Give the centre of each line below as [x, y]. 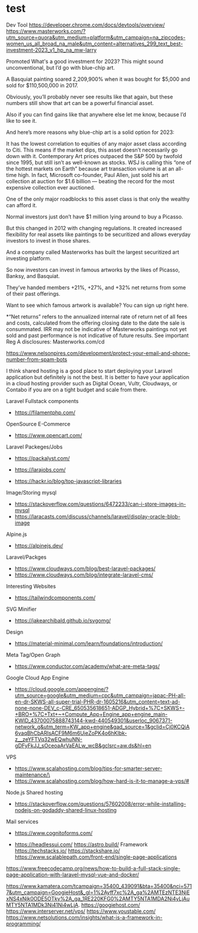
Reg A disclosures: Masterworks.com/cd [55, 342]
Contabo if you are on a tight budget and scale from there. [77, 389]
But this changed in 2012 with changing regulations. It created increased [94, 228]
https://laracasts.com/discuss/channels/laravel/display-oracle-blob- [98, 516]
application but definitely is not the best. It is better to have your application [98, 377]
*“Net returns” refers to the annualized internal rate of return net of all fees [97, 316]
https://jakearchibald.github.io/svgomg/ [62, 620]
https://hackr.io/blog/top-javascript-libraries [68, 481]
